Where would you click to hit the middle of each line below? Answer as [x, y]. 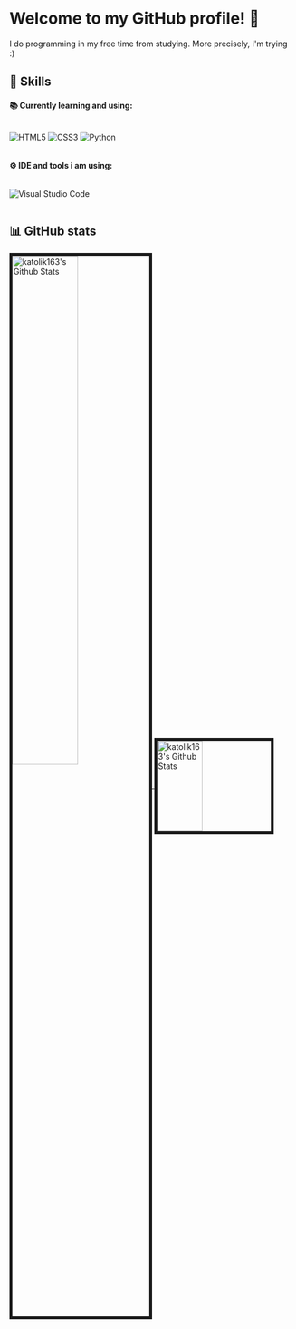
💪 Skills [30, 82]
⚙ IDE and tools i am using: [61, 166]
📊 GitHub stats [53, 232]
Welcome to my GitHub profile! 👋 [134, 19]
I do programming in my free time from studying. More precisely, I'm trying [148, 44]
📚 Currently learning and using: [71, 105]
